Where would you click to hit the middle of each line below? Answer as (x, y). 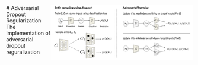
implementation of (28, 33)
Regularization (24, 21)
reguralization (23, 52)
